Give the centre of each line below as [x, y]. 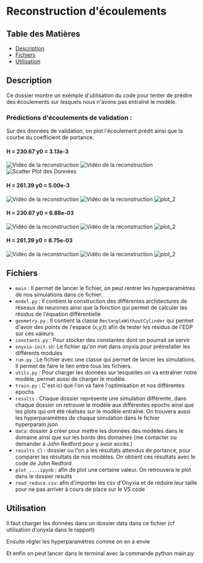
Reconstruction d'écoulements [87, 11]
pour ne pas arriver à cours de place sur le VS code [80, 489]
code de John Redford [43, 463]
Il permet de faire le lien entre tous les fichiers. [73, 366]
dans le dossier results [44, 476]
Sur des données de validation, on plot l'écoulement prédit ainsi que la [95, 131]
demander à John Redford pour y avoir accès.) [74, 443]
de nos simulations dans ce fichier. [59, 294]
